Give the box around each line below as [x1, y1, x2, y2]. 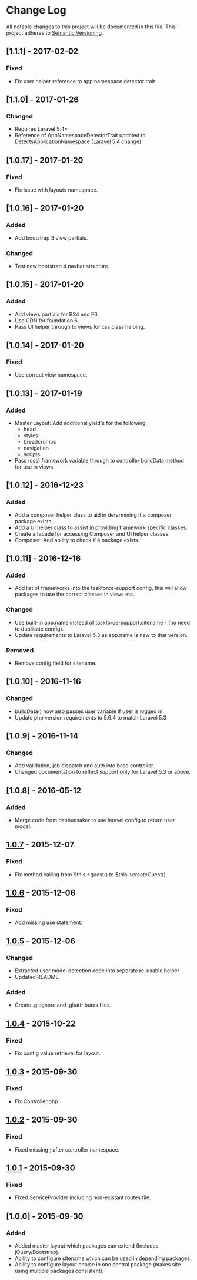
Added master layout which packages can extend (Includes [14, 1242, 159, 1249]
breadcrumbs [23, 438, 56, 446]
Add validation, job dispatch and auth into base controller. [14, 762, 155, 769]
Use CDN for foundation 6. [14, 316, 79, 324]
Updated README [14, 974, 59, 981]
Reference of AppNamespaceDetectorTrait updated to [14, 132, 146, 139]
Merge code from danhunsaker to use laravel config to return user [14, 817, 175, 824]
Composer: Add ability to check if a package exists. [14, 536, 140, 543]
